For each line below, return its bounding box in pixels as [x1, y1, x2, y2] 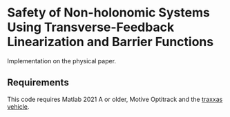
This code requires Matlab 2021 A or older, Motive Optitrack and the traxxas [7, 95, 223, 103]
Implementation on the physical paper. [7, 56, 116, 65]
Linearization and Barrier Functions [7, 34, 214, 50]
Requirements [7, 77, 69, 89]
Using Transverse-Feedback [7, 19, 175, 35]
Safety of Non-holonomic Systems [7, 5, 211, 21]
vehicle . [7, 102, 30, 111]
